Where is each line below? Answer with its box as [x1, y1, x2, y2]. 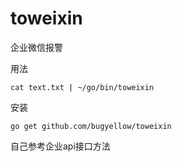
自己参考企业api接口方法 [10, 140, 111, 152]
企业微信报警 [10, 41, 63, 53]
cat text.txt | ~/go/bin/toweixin [10, 82, 155, 92]
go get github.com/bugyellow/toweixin [10, 121, 172, 131]
